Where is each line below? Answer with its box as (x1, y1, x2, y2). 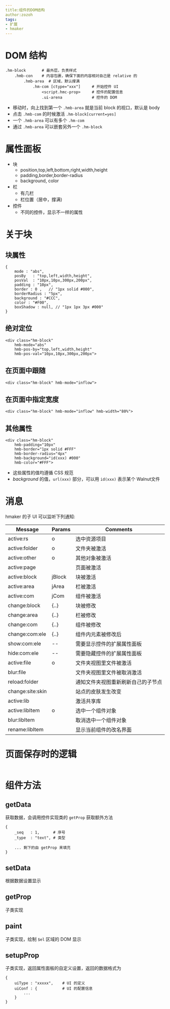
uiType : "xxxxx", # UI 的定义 (14, 981, 86, 986)
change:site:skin (8, 688, 47, 695)
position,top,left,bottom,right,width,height (20, 167, 108, 173)
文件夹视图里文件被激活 (75, 659, 132, 667)
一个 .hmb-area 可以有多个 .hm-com (12, 118, 85, 124)
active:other (8, 554, 37, 561)
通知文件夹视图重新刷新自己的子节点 (75, 679, 162, 686)
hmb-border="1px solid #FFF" (14, 447, 76, 452)
